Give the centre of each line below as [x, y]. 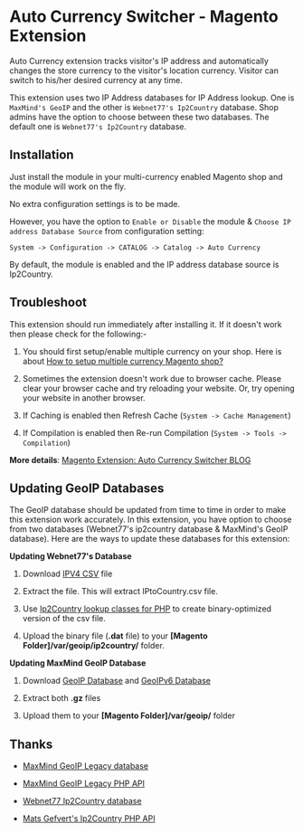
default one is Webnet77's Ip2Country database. [98, 126]
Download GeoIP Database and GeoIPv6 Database [116, 681]
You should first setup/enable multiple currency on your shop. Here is [152, 351]
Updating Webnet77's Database [71, 556]
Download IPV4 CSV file [67, 574]
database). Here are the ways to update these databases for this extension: [150, 539]
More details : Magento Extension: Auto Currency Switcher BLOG [130, 459]
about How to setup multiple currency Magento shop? [123, 361]
